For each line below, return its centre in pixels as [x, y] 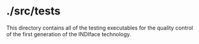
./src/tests [33, 11]
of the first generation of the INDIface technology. [69, 34]
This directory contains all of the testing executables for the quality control [100, 28]
